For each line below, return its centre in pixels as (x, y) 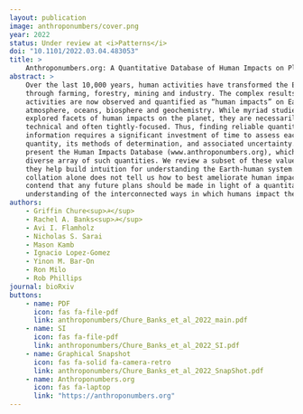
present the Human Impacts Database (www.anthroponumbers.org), (149, 152)
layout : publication (48, 18)
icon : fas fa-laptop (72, 388)
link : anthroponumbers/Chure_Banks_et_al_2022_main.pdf (140, 320)
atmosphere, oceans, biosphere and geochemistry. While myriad (147, 110)
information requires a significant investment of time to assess (153, 136)
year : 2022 (30, 34)
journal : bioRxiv (42, 287)
